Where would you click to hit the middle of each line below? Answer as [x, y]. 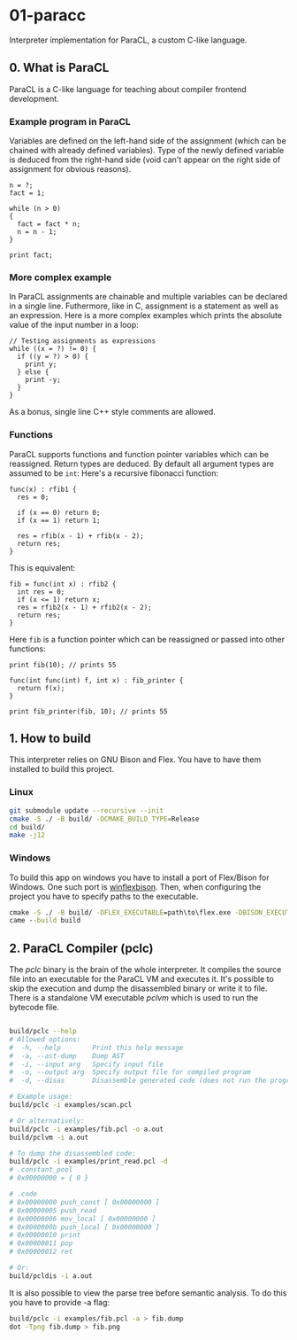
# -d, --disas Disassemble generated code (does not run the [138, 1081]
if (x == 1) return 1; [59, 520]
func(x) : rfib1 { [43, 489]
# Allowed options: [45, 1039]
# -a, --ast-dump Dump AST [67, 1056]
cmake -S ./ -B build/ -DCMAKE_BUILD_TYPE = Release [104, 819]
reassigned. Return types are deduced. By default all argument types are [141, 464]
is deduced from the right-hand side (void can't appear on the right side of [145, 160]
